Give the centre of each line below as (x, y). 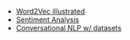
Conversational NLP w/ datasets (69, 28)
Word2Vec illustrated (50, 11)
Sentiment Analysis (47, 20)
